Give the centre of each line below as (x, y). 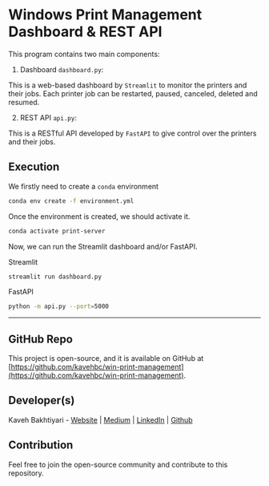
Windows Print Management (105, 15)
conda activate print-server (57, 231)
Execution (34, 167)
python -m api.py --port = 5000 (59, 306)
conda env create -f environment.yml (71, 201)
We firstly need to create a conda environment (83, 186)
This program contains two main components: (84, 54)
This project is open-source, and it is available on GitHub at (106, 358)
